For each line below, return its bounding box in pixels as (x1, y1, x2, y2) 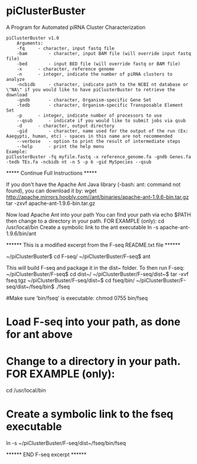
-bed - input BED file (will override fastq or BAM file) (17, 61, 181, 67)
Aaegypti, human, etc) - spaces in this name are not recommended (6, 133, 173, 139)
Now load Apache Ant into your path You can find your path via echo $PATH (6, 211, 191, 218)
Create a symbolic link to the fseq (6, 407, 173, 421)
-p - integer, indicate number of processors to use (17, 112, 162, 119)
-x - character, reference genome (17, 66, 115, 72)
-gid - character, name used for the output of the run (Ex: (17, 128, 189, 134)
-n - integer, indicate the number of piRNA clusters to (17, 71, 173, 77)
